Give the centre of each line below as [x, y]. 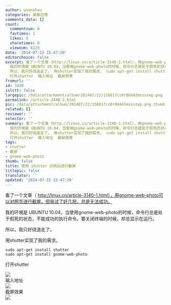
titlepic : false [22, 171]
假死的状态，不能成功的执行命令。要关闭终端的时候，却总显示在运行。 [83, 219]
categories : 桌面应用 [27, 15]
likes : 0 [19, 39]
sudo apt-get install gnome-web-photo [46, 255]
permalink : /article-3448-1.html [41, 100]
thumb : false [19, 161]
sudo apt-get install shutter [37, 250]
